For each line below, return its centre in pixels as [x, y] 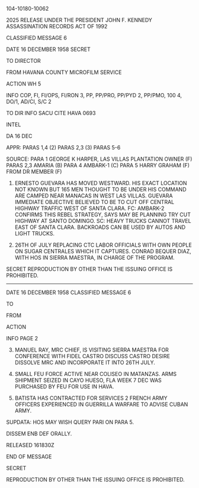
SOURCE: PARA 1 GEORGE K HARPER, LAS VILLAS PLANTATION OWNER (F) [99, 159]
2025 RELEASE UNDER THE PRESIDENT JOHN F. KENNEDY [79, 20]
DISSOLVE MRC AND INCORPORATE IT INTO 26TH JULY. [85, 362]
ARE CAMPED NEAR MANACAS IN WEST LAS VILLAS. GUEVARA [94, 196]
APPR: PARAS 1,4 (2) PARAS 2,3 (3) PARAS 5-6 [63, 147]
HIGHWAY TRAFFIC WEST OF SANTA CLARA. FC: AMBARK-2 [89, 208]
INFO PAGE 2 [22, 338]
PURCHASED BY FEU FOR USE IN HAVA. [64, 387]
